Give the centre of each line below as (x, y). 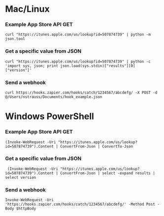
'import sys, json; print (32, 66)
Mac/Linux (28, 9)
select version (21, 177)
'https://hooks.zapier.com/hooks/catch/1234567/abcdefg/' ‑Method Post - (82, 204)
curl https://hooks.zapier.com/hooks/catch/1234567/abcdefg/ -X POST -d (81, 93)
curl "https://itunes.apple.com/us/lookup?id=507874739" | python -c (78, 62)
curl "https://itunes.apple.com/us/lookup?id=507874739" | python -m (78, 35)
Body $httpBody (21, 209)
